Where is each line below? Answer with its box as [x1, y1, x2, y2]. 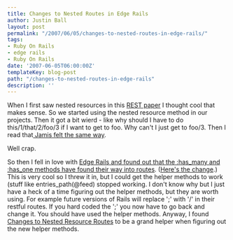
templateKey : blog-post [7, 69, 77, 76]
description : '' [7, 82, 55, 89]
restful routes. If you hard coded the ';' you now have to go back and [7, 202, 205, 211]
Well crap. [7, 144, 36, 153]
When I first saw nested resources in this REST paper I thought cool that [7, 101, 216, 109]
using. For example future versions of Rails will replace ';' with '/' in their [7, 195, 216, 204]
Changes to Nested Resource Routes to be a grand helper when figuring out [7, 218, 227, 226]
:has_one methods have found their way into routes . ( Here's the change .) [7, 165, 218, 174]
